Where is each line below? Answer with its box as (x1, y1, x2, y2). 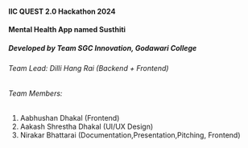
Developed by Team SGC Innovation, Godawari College (8, 43, 197, 52)
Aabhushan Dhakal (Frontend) (19, 113, 120, 123)
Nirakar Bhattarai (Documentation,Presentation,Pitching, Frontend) (19, 130, 241, 140)
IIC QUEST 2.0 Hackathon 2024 (8, 6, 116, 16)
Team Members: (8, 88, 63, 98)
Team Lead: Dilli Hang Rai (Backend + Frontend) (8, 64, 169, 73)
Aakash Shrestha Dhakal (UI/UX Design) (19, 121, 154, 132)
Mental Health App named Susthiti (8, 25, 126, 35)
